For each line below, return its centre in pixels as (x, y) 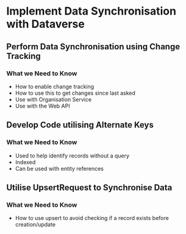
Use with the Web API (42, 106)
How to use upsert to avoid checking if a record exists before (92, 218)
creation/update (35, 225)
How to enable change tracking (55, 86)
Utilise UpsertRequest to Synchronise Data (89, 188)
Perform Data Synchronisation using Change (93, 46)
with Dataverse (46, 24)
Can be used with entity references (59, 168)
